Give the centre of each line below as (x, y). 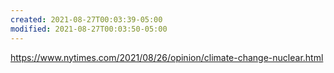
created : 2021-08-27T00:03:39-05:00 (86, 19)
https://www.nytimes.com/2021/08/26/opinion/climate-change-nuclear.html (167, 57)
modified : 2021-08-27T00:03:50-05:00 (89, 29)
